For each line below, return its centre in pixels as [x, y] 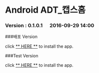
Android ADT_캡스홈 [45, 10]
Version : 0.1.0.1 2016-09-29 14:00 [50, 26]
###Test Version [22, 56]
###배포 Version [21, 36]
